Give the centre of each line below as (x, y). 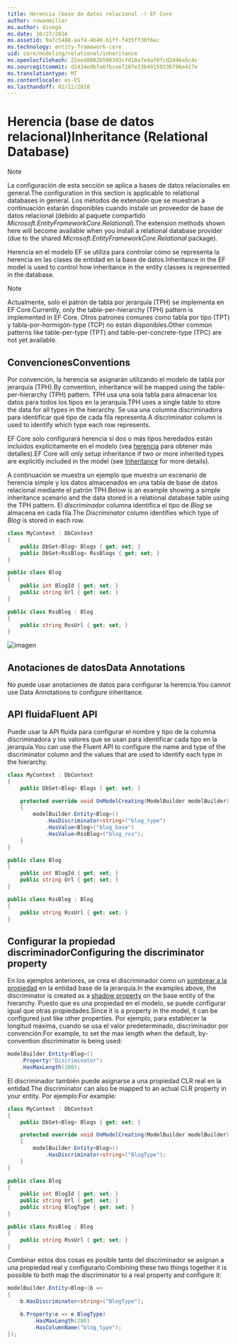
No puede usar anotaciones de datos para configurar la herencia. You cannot (119, 685)
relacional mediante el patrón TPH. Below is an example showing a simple (114, 490)
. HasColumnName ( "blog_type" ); (77, 1327)
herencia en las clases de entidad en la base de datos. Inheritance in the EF (117, 259)
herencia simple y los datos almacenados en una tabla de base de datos (113, 483)
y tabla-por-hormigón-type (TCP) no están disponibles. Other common (110, 325)
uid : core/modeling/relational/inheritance (73, 54)
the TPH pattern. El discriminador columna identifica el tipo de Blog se (110, 505)
